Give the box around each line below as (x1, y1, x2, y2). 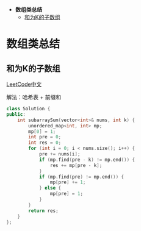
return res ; (28, 207, 59, 214)
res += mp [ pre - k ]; (49, 162, 103, 168)
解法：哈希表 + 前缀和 (6, 94, 62, 101)
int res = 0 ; (28, 140, 62, 146)
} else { (38, 185, 62, 191)
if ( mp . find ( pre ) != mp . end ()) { (38, 174, 125, 180)
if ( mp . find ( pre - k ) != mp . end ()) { (38, 157, 136, 163)
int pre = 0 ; (28, 134, 62, 140)
